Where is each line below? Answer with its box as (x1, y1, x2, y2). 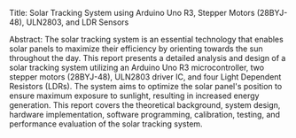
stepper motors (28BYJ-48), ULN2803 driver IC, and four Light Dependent (9, 72, 282, 82)
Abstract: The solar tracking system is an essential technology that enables (9, 34, 284, 44)
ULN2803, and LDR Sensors (26, 17, 129, 27)
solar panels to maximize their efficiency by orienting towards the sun (9, 43, 263, 54)
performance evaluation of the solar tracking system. (9, 119, 203, 129)
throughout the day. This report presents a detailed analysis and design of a (9, 53, 286, 63)
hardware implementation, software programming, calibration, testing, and (9, 110, 281, 119)
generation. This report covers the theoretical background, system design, (9, 100, 281, 110)
